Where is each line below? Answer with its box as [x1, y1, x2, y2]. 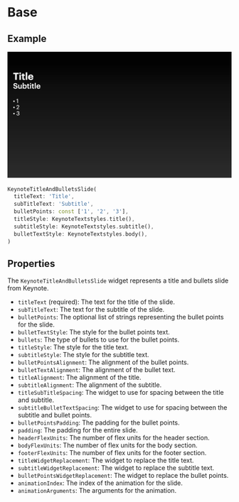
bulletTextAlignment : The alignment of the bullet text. [17, 366, 176, 374]
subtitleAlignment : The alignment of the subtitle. [17, 381, 162, 389]
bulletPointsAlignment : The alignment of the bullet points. [17, 358, 189, 366]
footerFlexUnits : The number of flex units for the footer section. [17, 449, 207, 457]
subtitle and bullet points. [17, 411, 92, 420]
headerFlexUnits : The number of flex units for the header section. [17, 434, 210, 442]
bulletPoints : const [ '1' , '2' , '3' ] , [14, 208, 129, 215]
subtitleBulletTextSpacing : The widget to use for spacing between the [17, 403, 228, 412]
